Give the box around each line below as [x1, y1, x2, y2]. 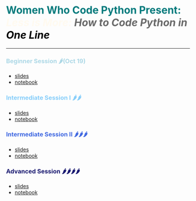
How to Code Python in [73, 16, 188, 29]
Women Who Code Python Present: [6, 4, 181, 17]
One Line [6, 29, 50, 42]
